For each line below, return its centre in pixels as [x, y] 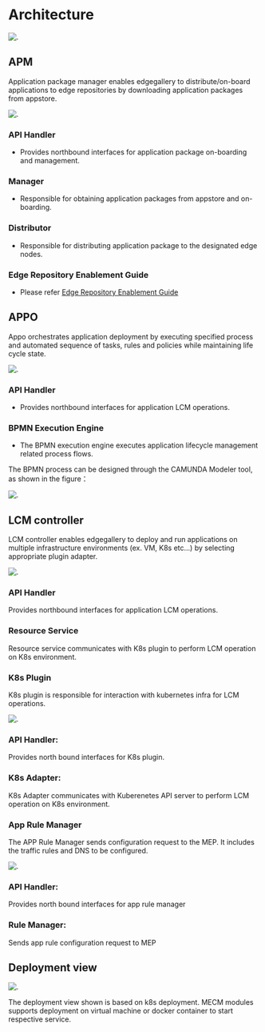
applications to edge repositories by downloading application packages [126, 90]
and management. [49, 161]
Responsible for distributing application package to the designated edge [138, 245]
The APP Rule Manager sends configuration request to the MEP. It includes [132, 841]
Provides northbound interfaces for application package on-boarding [133, 152]
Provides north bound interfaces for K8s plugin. [87, 757]
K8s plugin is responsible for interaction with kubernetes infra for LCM [124, 695]
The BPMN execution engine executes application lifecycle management [139, 445]
